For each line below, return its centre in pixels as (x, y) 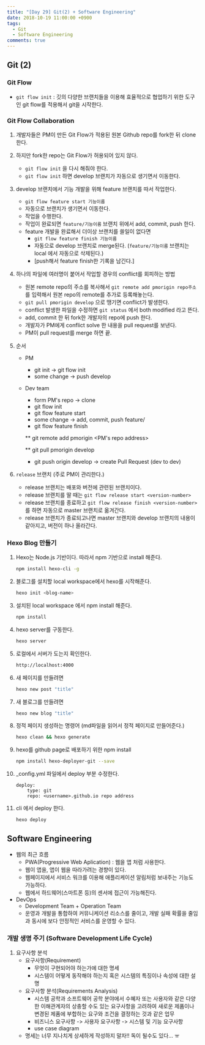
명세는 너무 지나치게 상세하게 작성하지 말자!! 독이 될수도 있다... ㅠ (102, 1036)
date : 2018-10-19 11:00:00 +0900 (50, 18)
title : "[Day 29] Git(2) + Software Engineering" (72, 12)
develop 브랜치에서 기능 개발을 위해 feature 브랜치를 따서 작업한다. (96, 189)
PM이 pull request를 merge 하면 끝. (68, 333)
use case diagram (57, 1028)
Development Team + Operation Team (73, 906)
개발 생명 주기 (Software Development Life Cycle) (80, 938)
